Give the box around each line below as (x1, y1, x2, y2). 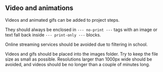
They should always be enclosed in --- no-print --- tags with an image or (5, 27, 158, 33)
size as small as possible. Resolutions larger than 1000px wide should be (5, 56, 152, 62)
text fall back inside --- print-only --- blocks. (5, 32, 101, 37)
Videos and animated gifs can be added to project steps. (5, 17, 120, 23)
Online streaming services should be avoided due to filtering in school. (5, 41, 148, 47)
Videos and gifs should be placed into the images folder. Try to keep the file (5, 51, 158, 57)
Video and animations (5, 4, 74, 12)
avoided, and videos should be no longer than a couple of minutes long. (5, 61, 150, 67)
